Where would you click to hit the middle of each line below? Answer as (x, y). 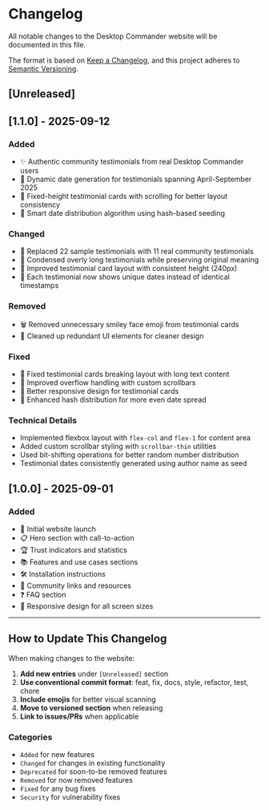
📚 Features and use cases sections (79, 561)
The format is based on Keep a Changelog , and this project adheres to (124, 60)
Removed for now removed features (76, 780)
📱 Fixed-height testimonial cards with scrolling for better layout (124, 196)
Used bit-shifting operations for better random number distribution (129, 455)
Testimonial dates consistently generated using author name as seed (133, 464)
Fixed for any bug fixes (58, 788)
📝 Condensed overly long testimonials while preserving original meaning (139, 260)
